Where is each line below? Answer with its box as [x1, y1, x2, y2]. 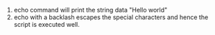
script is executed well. [13, 21, 80, 28]
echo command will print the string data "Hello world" [13, 6, 168, 14]
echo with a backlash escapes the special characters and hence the [13, 13, 209, 21]
